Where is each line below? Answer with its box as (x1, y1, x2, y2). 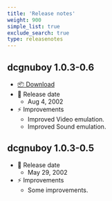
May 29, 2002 (27, 168, 68, 176)
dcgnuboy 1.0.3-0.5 (7, 142, 95, 154)
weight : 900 (7, 17, 41, 23)
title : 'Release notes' (7, 10, 76, 17)
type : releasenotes (7, 36, 64, 43)
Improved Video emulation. (27, 115, 105, 123)
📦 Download (17, 80, 55, 88)
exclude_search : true (7, 29, 70, 37)
